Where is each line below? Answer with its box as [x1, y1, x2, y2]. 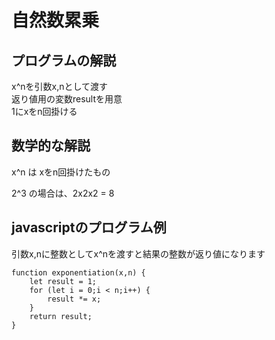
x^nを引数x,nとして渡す [11, 81, 109, 92]
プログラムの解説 [11, 52, 117, 69]
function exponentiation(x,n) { [11, 267, 146, 278]
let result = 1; [29, 276, 98, 286]
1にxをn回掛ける [11, 106, 78, 117]
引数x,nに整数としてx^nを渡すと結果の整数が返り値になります [11, 247, 266, 260]
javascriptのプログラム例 [11, 219, 167, 236]
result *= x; [47, 294, 102, 304]
